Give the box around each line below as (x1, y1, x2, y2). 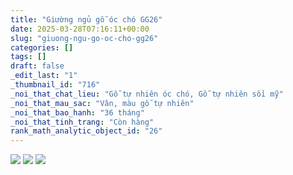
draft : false (10, 61, 65, 71)
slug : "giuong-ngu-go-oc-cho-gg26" (10, 33, 159, 43)
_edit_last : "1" (10, 71, 78, 81)
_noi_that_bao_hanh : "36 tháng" (10, 107, 145, 118)
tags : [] (10, 52, 47, 62)
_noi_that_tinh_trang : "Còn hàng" (10, 117, 155, 127)
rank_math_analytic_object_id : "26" (10, 126, 163, 136)
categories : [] (10, 42, 74, 53)
